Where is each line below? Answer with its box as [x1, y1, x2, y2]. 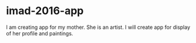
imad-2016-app [6, 4, 84, 18]
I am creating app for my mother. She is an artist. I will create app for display [6, 24, 191, 31]
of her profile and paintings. [6, 29, 73, 37]
